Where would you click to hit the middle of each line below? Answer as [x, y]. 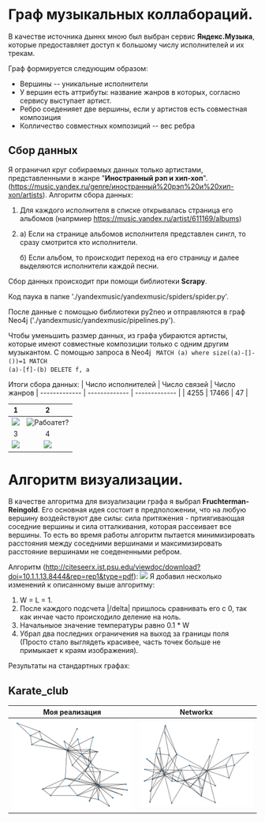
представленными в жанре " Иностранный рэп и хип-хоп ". [108, 178]
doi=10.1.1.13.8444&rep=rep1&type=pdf [71, 576]
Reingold [23, 510]
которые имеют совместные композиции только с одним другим [119, 343]
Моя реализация [72, 711]
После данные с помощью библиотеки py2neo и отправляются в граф [127, 312]
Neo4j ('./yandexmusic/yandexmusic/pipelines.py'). [92, 320]
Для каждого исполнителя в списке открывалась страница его [126, 210]
